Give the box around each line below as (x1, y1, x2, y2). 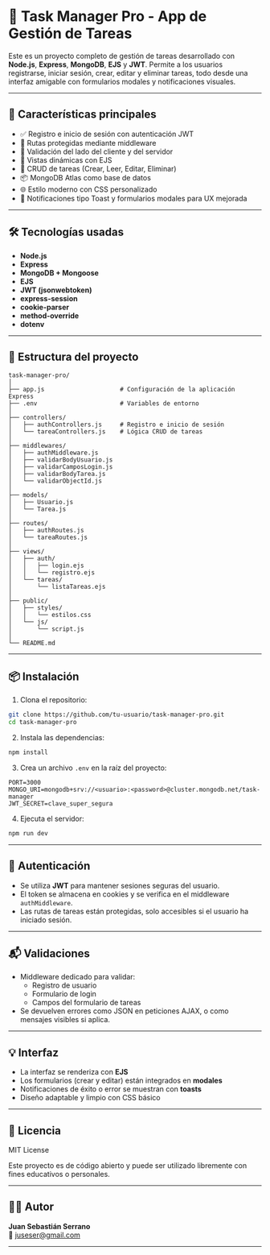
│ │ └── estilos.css (8, 611, 92, 619)
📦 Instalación (8, 669, 80, 683)
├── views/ (8, 548, 45, 556)
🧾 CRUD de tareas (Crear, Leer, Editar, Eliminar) (19, 164, 177, 173)
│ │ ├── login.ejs (8, 561, 84, 570)
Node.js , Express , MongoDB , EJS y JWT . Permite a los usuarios (8, 60, 223, 69)
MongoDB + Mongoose (19, 267, 99, 277)
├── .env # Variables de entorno (8, 400, 199, 408)
